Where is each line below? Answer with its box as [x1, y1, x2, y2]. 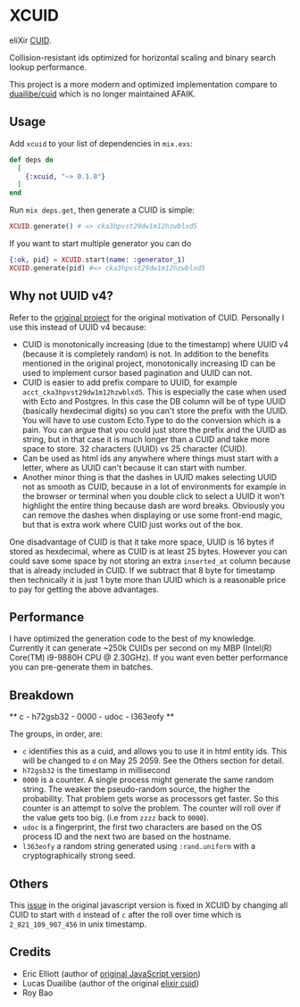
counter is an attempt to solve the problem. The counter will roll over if [21, 803, 281, 813]
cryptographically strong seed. [21, 850, 136, 861]
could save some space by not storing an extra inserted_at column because [9, 555, 291, 566]
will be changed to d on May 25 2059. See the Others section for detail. [21, 755, 285, 766]
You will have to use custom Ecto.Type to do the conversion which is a [21, 414, 281, 425]
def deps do [9, 155, 54, 164]
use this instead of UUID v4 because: [9, 321, 147, 332]
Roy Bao [21, 987, 54, 998]
